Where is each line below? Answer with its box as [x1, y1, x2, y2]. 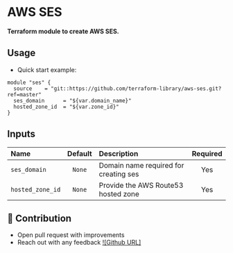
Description [98, 148, 139, 158]
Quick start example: [17, 65, 77, 73]
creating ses [98, 169, 139, 179]
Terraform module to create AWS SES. [7, 27, 119, 35]
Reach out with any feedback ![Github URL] [17, 238, 141, 247]
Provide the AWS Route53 [98, 180, 184, 190]
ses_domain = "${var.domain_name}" [13, 97, 132, 104]
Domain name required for [98, 160, 184, 170]
